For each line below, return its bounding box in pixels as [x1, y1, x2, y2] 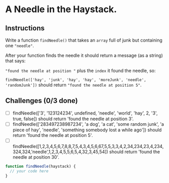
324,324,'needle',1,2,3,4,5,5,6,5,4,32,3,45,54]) [12, 149, 108, 155]
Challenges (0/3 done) [5, 96, 78, 105]
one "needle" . [5, 43, 35, 49]
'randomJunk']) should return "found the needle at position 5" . [5, 82, 142, 88]
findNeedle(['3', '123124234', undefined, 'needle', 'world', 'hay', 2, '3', [12, 110, 158, 116]
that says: [5, 58, 26, 64]
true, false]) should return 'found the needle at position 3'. [12, 116, 134, 122]
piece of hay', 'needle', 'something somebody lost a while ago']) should [12, 127, 162, 133]
